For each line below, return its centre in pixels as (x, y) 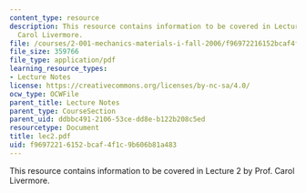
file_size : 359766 (44, 52)
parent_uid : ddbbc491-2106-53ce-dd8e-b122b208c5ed (107, 119)
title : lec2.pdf (40, 137)
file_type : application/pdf (63, 60)
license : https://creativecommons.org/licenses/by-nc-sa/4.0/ (130, 86)
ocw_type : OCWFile (44, 94)
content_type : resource (55, 18)
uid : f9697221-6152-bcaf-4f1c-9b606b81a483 (93, 145)
